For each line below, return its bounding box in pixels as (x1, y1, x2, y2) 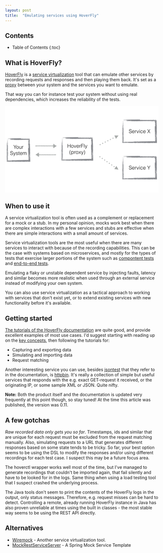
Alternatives (5, 524, 44, 533)
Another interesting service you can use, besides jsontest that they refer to (5, 367, 155, 372)
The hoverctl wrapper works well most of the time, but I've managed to (5, 464, 147, 470)
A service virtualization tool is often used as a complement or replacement (5, 215, 154, 221)
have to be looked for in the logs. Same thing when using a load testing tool (5, 475, 156, 480)
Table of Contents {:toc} (12, 44, 61, 51)
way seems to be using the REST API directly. (5, 510, 96, 516)
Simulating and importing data (12, 352, 73, 358)
